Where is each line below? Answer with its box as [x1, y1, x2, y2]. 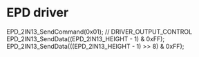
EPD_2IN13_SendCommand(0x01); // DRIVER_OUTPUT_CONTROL [6, 27, 193, 36]
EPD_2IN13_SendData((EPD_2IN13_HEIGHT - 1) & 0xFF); [6, 34, 165, 43]
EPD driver [6, 5, 69, 21]
